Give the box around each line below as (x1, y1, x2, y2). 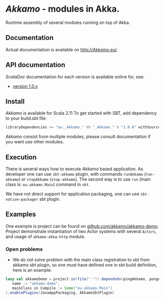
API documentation (5, 61, 65, 69)
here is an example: (12, 267, 52, 273)
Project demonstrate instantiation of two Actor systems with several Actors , (5, 228, 157, 234)
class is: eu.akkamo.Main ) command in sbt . (5, 181, 90, 187)
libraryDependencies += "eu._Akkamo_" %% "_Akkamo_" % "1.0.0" (5, 125, 137, 130)
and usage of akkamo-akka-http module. (5, 233, 86, 240)
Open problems (5, 245, 43, 252)
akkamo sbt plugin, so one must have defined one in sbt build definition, (12, 262, 157, 268)
